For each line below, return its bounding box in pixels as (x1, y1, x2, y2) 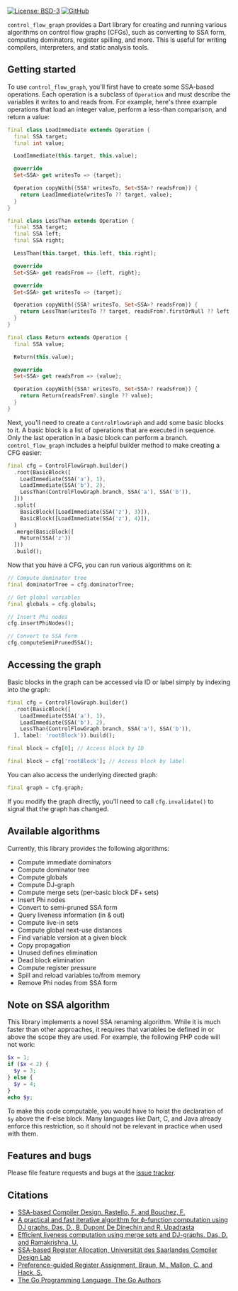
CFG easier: (7, 448, 42, 457)
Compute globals (17, 873, 68, 881)
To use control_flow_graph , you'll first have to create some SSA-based (7, 82, 215, 91)
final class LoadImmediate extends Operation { (7, 126, 151, 133)
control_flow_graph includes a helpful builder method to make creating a (7, 441, 220, 449)
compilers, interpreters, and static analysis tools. (7, 43, 149, 51)
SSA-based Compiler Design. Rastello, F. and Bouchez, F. (17, 1208, 186, 1216)
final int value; (13, 139, 65, 147)
